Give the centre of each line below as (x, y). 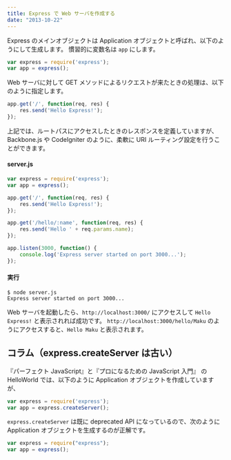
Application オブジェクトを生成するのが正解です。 (78, 430)
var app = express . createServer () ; (58, 408)
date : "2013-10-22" (35, 20)
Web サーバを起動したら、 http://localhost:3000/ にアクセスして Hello (109, 312)
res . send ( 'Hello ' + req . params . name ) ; (77, 229)
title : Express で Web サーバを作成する (61, 13)
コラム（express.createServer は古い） (92, 353)
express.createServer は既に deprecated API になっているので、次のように (114, 421)
